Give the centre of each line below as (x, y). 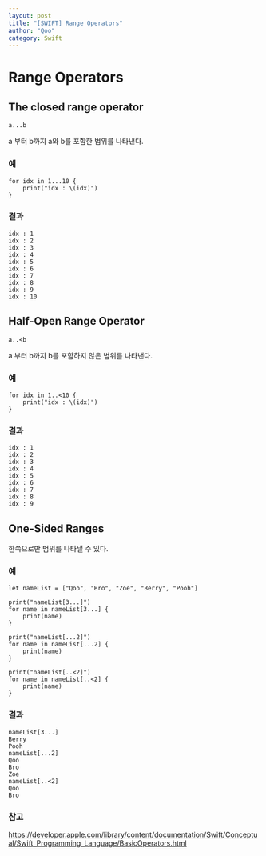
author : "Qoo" (32, 30)
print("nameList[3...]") (50, 602)
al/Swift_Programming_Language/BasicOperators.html (97, 843)
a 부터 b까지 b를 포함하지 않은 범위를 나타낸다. (81, 355)
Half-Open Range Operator (77, 321)
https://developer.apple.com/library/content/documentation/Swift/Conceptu (133, 834)
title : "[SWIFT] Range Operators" (66, 23)
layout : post (30, 16)
